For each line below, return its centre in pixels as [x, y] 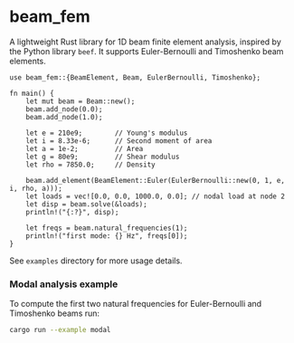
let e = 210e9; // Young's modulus [107, 133]
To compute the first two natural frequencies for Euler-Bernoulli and [136, 304]
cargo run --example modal [60, 330]
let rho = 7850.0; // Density [90, 165]
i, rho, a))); [36, 188]
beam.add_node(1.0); [64, 117]
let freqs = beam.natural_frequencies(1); [107, 228]
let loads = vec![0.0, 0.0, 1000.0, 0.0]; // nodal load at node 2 [155, 196]
